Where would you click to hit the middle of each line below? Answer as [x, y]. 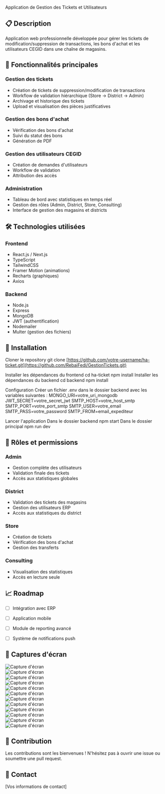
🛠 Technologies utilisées [45, 227]
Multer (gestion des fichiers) [42, 332]
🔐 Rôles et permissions [42, 442]
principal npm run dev [28, 427]
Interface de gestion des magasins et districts [60, 210]
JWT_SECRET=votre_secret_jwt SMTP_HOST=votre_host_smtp [70, 401]
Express [21, 310]
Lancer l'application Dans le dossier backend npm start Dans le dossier [79, 421]
